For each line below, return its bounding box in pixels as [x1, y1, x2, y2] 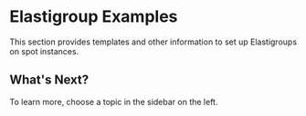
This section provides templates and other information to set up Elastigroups [9, 36, 298, 47]
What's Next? [9, 72, 90, 88]
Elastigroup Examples [9, 6, 178, 27]
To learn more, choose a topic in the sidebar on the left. [9, 96, 218, 107]
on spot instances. [9, 45, 79, 56]
